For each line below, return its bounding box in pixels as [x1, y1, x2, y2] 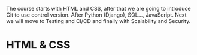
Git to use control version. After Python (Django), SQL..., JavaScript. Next [6, 11, 187, 18]
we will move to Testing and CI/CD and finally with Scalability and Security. [6, 18, 191, 24]
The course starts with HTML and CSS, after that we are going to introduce [6, 5, 191, 12]
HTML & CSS [6, 38, 71, 52]
